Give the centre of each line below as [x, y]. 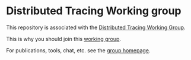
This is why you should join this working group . [64, 39]
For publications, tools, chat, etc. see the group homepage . [78, 50]
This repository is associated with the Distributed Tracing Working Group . [96, 27]
